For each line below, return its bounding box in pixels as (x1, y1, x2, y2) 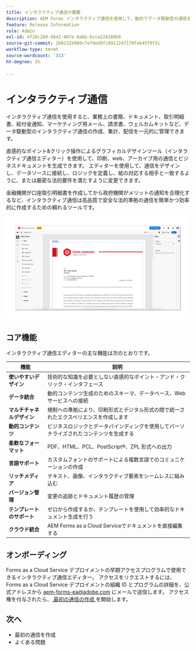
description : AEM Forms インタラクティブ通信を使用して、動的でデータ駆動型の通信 (6, 15, 187, 22)
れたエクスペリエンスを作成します (47, 413, 129, 420)
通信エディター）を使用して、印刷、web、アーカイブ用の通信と (26, 155, 179, 162)
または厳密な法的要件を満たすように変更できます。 (21, 177, 144, 184)
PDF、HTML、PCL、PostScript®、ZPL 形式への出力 (47, 443, 172, 450)
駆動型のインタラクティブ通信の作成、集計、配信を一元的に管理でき (16, 128, 180, 135)
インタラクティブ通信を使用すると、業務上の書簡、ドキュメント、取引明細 (6, 113, 185, 120)
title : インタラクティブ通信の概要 (6, 9, 80, 15)
